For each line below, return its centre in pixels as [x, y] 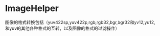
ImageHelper [32, 8]
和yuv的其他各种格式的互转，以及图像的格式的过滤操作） [62, 28]
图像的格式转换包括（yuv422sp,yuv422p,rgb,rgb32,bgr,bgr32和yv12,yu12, [80, 22]
